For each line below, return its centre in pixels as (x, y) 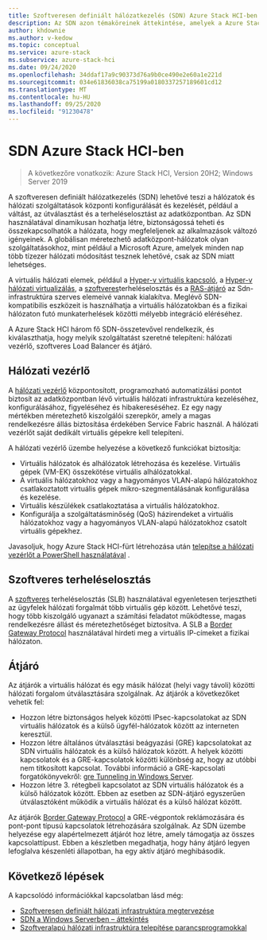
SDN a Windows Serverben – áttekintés (84, 919)
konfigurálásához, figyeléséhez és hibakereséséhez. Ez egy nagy (115, 407)
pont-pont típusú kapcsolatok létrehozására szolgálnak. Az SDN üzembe (127, 826)
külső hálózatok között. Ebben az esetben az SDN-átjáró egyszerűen (132, 794)
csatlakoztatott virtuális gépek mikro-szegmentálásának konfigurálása (134, 488)
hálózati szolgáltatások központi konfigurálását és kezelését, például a (123, 205)
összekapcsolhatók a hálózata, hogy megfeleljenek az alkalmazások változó (133, 231)
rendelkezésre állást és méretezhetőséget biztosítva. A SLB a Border (120, 624)
